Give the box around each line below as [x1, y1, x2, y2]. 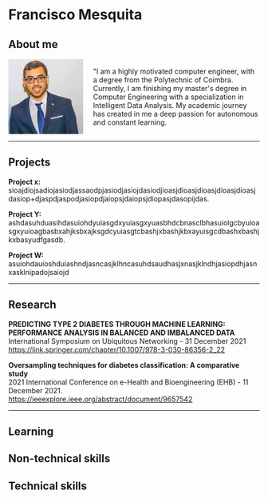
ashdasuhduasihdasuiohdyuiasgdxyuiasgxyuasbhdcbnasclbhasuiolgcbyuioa [8, 217, 260, 227]
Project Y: [8, 209, 41, 219]
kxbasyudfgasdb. [8, 234, 65, 245]
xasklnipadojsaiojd [8, 267, 69, 277]
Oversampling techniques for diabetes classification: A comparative [8, 360, 240, 369]
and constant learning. [93, 118, 167, 127]
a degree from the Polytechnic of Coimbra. [93, 74, 234, 85]
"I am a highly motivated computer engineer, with [93, 66, 255, 76]
